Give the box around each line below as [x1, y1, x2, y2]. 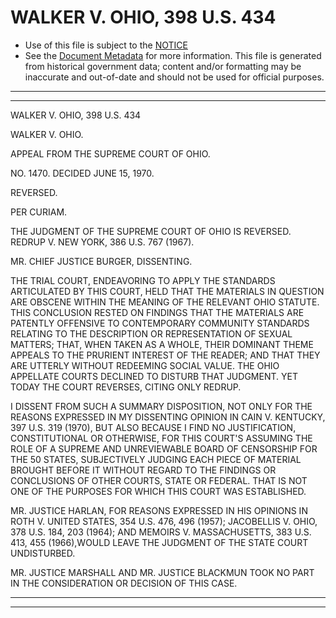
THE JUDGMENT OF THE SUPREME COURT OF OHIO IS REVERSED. [10, 225, 292, 237]
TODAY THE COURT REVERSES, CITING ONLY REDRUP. [10, 381, 242, 393]
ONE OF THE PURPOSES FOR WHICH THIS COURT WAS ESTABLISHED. [10, 485, 307, 497]
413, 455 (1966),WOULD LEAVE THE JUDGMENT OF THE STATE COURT [10, 536, 309, 548]
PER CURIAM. [10, 206, 68, 218]
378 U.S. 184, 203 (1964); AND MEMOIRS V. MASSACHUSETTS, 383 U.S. [10, 526, 312, 538]
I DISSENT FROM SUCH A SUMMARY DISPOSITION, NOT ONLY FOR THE [10, 400, 313, 412]
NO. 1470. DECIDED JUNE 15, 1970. [10, 167, 155, 179]
